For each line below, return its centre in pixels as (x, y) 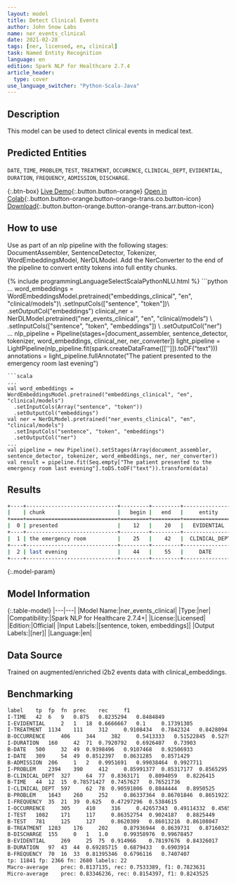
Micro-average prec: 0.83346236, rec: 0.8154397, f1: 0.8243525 (108, 873)
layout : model (28, 14)
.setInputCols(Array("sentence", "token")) (78, 407)
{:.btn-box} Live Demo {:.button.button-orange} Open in (87, 191)
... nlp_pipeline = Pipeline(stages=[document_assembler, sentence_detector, (118, 333)
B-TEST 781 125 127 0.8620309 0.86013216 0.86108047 (113, 821)
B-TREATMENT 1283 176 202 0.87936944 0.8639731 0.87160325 (119, 828)
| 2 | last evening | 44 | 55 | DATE (110, 552)
